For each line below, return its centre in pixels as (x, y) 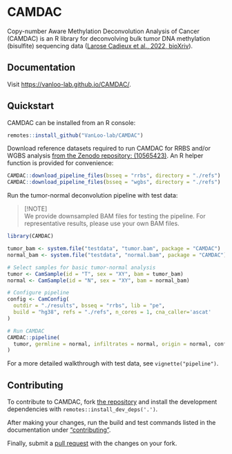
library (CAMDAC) (30, 236)
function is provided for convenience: (60, 163)
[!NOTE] (36, 209)
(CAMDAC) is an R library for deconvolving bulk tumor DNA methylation (109, 38)
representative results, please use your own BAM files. (101, 224)
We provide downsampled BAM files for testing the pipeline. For (115, 216)
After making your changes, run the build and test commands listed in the (112, 423)
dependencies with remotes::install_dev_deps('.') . (83, 409)
